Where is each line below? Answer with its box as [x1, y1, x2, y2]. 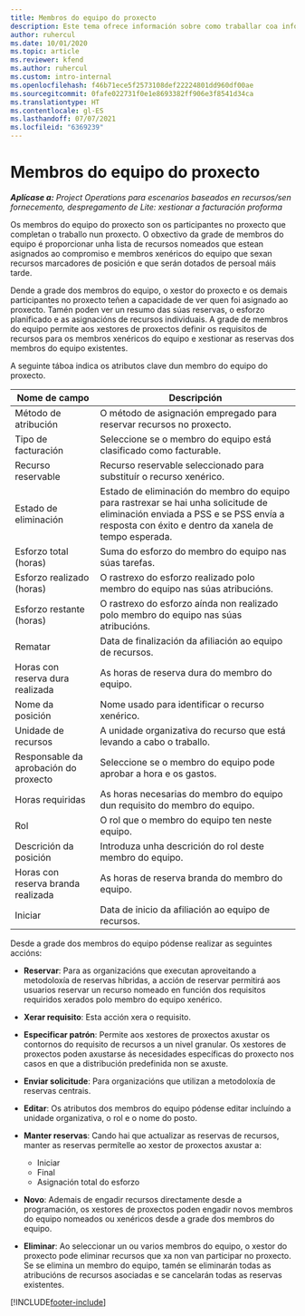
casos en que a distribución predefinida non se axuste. [23, 1058, 229, 1068]
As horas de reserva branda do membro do [100, 872, 283, 884]
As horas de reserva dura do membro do [100, 666, 272, 678]
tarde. [10, 267, 33, 278]
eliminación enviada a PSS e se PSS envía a [100, 507, 285, 520]
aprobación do [14, 761, 77, 774]
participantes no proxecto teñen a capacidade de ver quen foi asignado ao [10, 294, 289, 305]
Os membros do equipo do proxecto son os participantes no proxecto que [10, 219, 286, 229]
